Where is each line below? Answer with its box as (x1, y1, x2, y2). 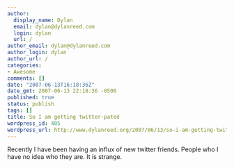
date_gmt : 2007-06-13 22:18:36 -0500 (7, 87, 117, 94)
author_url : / (7, 56, 49, 62)
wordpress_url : (7, 126, 52, 133)
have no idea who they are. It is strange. (7, 153, 123, 161)
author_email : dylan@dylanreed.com (7, 42, 111, 49)
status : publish (7, 101, 54, 108)
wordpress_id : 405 (7, 119, 61, 127)
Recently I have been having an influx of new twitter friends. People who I (7, 145, 219, 153)
